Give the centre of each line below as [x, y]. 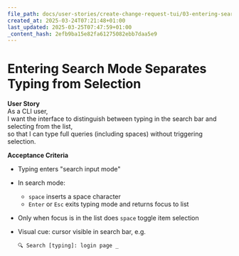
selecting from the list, [40, 127]
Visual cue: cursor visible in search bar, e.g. [81, 232]
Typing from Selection [74, 84]
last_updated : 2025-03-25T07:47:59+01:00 [70, 27]
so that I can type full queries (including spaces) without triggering [105, 134]
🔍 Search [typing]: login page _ [68, 246]
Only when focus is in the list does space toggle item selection [108, 218]
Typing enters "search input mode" [69, 169]
